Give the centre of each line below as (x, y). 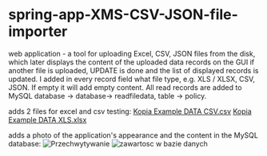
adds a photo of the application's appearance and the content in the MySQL (133, 135)
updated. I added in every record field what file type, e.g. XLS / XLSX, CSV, (132, 79)
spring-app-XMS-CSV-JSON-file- (123, 15)
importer (38, 31)
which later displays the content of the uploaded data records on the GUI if (132, 62)
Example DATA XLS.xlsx (48, 119)
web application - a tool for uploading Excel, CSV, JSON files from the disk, (132, 53)
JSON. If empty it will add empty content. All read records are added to (125, 87)
